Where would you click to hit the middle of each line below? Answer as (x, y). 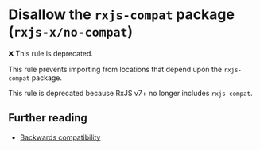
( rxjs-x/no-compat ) (71, 31)
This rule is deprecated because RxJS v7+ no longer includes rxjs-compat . (130, 93)
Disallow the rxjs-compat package (121, 15)
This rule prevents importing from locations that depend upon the (115, 69)
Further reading (48, 118)
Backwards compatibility (60, 137)
